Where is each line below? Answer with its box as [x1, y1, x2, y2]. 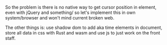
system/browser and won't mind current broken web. [5, 15, 115, 20]
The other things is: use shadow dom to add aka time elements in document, [5, 24, 163, 30]
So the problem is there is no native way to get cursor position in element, [5, 4, 157, 10]
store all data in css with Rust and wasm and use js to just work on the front [5, 30, 161, 35]
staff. [5, 35, 16, 41]
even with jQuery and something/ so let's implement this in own [5, 9, 136, 15]
